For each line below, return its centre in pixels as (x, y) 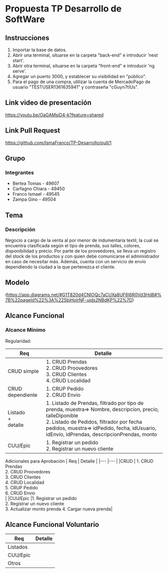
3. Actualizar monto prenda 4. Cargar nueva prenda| (59, 509)
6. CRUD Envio (20, 493)
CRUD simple (23, 371)
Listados (18, 547)
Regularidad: (18, 341)
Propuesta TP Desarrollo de (63, 9)
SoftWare (25, 19)
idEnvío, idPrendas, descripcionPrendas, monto (101, 434)
